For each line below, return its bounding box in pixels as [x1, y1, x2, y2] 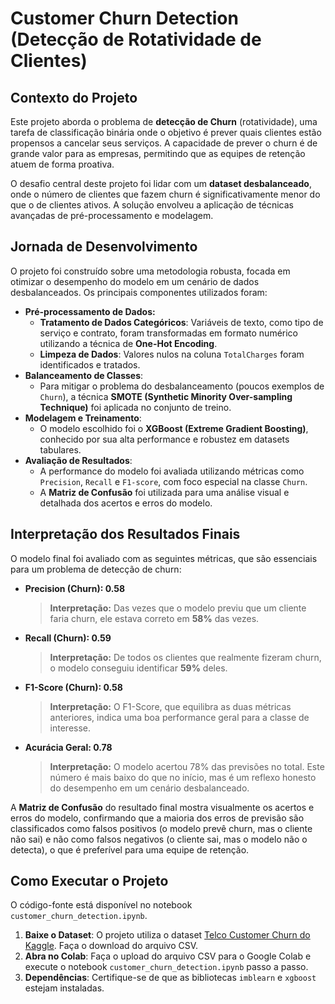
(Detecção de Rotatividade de [10, 28, 262, 51]
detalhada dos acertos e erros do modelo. [39, 497, 213, 509]
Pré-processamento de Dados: [24, 305, 156, 317]
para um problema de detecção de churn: [10, 563, 182, 575]
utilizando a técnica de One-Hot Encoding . [39, 337, 218, 349]
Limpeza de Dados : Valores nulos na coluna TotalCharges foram [39, 348, 305, 360]
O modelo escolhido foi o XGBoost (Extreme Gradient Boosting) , [39, 422, 309, 434]
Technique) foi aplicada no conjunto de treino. [39, 401, 232, 413]
